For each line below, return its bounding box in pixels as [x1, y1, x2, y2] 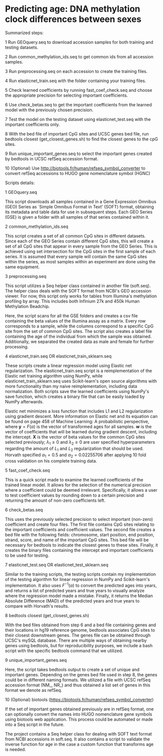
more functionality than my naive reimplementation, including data [5, 383, 137, 389]
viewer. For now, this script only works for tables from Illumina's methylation [5, 293, 157, 299]
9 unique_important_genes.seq [5, 657, 67, 663]
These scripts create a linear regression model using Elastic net [5, 362, 132, 368]
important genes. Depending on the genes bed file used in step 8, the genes [5, 671, 158, 677]
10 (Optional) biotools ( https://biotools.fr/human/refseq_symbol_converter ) [5, 696, 154, 703]
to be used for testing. [5, 552, 49, 558]
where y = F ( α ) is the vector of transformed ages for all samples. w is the [5, 424, 152, 430]
